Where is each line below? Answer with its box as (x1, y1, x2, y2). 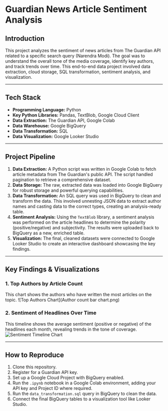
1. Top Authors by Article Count (5, 280, 83, 287)
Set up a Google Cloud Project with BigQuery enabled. (12, 375, 124, 381)
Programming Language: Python (12, 106, 81, 112)
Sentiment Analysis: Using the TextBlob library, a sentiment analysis (12, 214, 154, 220)
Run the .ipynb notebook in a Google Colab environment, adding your (12, 380, 156, 386)
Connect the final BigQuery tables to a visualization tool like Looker (12, 396, 151, 402)
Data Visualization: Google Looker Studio (12, 133, 99, 139)
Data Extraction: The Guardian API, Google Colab (12, 117, 115, 123)
